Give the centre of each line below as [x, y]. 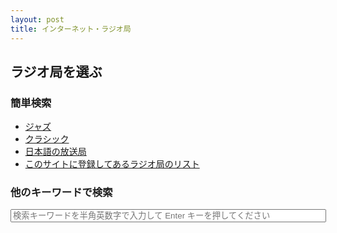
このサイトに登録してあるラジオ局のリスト [112, 164]
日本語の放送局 [55, 152]
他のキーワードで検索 [61, 193]
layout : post [37, 19]
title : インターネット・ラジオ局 [71, 29]
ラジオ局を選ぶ [56, 71]
